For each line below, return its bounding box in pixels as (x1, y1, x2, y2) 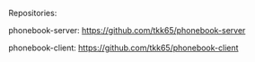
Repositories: (8, 8, 57, 18)
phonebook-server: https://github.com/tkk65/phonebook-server (8, 25, 246, 35)
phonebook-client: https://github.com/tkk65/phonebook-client (8, 42, 239, 53)
